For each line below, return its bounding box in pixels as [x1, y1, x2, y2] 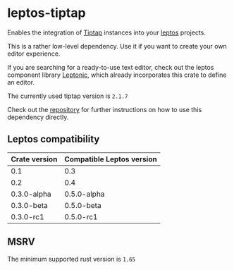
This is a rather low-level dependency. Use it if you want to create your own [7, 42, 227, 50]
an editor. [7, 78, 35, 86]
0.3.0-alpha [11, 189, 51, 199]
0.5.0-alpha [64, 189, 105, 199]
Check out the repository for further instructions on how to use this [7, 105, 202, 113]
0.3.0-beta [11, 200, 48, 210]
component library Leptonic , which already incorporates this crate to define [7, 70, 227, 79]
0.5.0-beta [64, 200, 101, 210]
